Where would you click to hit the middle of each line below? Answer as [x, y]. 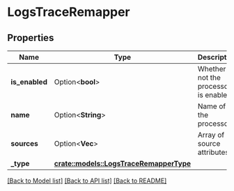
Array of [211, 135]
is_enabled [29, 82]
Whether [212, 69]
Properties [31, 38]
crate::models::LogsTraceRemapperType [123, 164]
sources [24, 143]
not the [209, 77]
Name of [212, 106]
